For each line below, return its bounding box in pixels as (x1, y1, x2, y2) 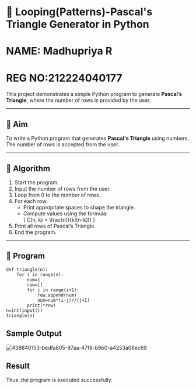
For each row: (14, 197, 48, 204)
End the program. (14, 228, 57, 236)
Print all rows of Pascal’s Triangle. (14, 222, 96, 229)
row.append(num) (37, 292, 77, 298)
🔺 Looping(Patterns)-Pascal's (6, 5, 153, 19)
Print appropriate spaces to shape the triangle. (23, 204, 135, 211)
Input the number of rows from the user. (14, 185, 111, 192)
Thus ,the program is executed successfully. (6, 377, 113, 384)
